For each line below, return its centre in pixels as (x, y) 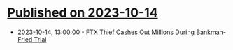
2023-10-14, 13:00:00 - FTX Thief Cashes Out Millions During (106, 32)
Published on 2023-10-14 (83, 13)
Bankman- (211, 32)
